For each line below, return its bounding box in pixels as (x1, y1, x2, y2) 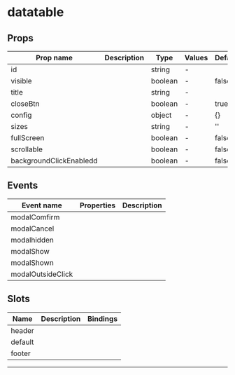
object (150, 110, 172, 120)
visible (10, 76, 33, 86)
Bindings (87, 313, 117, 323)
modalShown (10, 257, 54, 267)
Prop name (36, 53, 73, 62)
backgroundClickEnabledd (10, 156, 98, 165)
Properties (79, 200, 116, 210)
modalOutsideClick (10, 269, 73, 279)
